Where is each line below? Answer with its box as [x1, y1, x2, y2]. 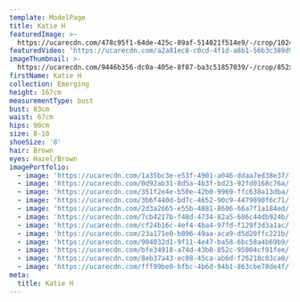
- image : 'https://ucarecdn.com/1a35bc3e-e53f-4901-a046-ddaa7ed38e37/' [17, 171, 294, 180]
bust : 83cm [9, 105, 50, 113]
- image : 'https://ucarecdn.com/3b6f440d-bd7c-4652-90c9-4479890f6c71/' [17, 196, 294, 206]
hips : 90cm [9, 122, 50, 130]
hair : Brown [9, 146, 54, 155]
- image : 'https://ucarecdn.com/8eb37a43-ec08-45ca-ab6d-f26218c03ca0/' [17, 254, 294, 264]
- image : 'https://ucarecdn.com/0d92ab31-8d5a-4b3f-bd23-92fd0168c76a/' [17, 180, 294, 189]
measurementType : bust [9, 96, 94, 105]
